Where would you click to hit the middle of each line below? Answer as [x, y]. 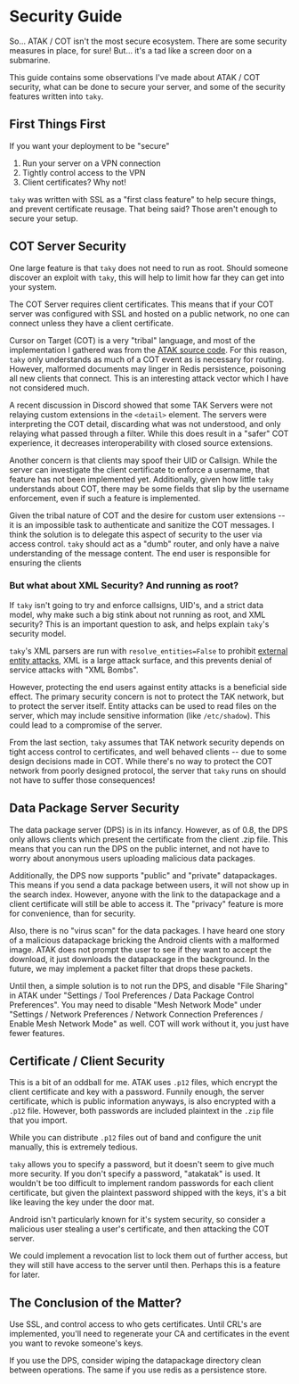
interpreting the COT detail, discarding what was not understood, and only [145, 424]
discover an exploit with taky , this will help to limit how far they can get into [147, 277]
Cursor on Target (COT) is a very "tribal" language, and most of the [132, 340]
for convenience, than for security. [73, 913]
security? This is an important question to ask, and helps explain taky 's [139, 624]
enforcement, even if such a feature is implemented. [105, 498]
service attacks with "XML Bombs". [74, 670]
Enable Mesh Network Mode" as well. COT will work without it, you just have [149, 1024]
